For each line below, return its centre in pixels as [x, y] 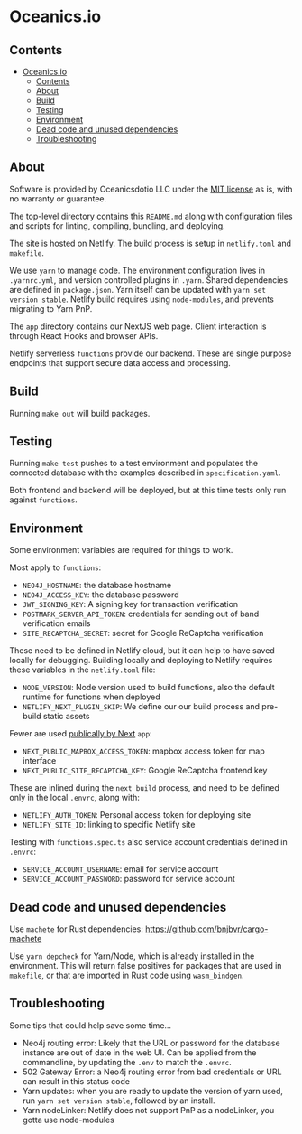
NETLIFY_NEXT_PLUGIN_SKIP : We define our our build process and [141, 707]
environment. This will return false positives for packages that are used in [146, 966]
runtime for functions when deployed [91, 697]
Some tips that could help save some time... [91, 1025]
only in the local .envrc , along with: [74, 798]
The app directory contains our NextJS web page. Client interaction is [138, 326]
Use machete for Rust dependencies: [77, 929]
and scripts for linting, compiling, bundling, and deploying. [117, 225]
